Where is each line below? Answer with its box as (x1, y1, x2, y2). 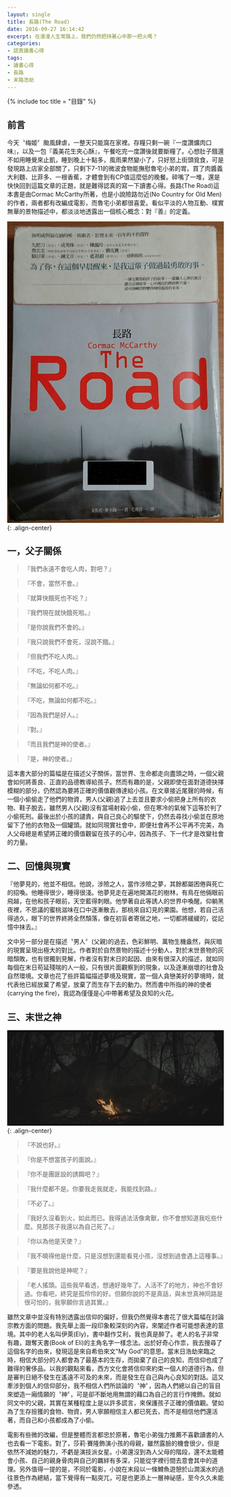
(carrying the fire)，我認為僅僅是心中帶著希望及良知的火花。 (7, 989, 177, 998)
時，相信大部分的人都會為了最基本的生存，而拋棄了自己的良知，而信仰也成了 (7, 1355, 224, 1364)
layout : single (7, 11, 51, 18)
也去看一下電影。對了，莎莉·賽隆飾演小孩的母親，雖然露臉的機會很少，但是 (7, 1439, 220, 1447)
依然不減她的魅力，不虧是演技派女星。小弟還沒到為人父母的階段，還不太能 (7, 1447, 218, 1456)
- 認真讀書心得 (7, 47, 45, 54)
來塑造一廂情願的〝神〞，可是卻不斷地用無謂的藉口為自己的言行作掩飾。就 (7, 1390, 215, 1398)
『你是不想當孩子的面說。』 (23, 1155, 100, 1163)
